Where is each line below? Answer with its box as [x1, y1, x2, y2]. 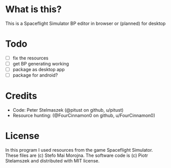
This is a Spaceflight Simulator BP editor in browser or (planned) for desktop [5, 20, 166, 26]
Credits [5, 90, 37, 102]
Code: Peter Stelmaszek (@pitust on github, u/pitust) [12, 107, 124, 113]
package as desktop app [12, 66, 65, 72]
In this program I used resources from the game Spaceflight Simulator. [5, 147, 153, 153]
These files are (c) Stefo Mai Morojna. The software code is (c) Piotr [5, 152, 149, 158]
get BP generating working [12, 60, 69, 66]
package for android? [12, 72, 58, 78]
